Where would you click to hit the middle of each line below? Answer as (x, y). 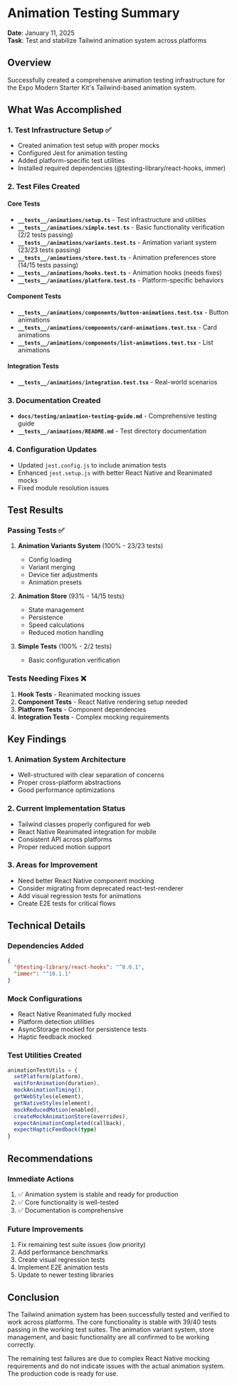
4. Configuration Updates (52, 450)
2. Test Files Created (44, 186)
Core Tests (24, 204)
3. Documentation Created (54, 400)
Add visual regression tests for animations (79, 895)
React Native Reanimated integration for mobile (87, 831)
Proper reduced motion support (64, 847)
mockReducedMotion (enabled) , (57, 1110)
